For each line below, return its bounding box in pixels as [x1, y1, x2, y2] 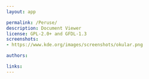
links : [6, 63, 23, 69]
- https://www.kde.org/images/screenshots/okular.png [6, 42, 144, 48]
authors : [6, 53, 28, 59]
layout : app [6, 8, 36, 15]
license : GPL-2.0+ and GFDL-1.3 [6, 31, 87, 37]
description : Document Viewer [6, 25, 82, 31]
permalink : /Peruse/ [6, 19, 58, 26]
